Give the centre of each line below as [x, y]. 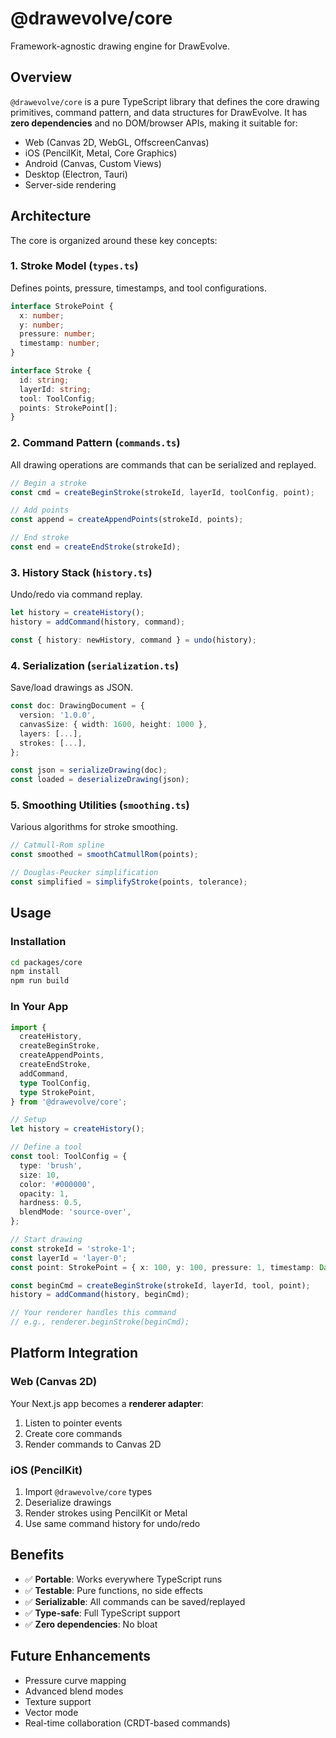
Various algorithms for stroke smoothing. [94, 827]
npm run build [40, 981]
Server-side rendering [70, 184]
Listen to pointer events [73, 1423]
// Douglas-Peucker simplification [84, 873]
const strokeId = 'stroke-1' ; [73, 1248]
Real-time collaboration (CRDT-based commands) [127, 1723]
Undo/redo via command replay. [76, 594]
